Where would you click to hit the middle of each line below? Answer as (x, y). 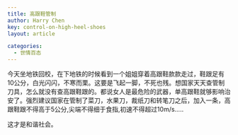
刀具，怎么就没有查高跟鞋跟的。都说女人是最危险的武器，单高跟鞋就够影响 (116, 92)
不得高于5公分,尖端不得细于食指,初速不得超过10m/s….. (105, 109)
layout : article (31, 34)
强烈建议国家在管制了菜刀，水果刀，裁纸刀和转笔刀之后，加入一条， (125, 100)
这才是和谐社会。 (32, 124)
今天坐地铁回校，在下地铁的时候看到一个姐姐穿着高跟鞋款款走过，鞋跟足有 (116, 74)
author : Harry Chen (36, 20)
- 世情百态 (28, 53)
